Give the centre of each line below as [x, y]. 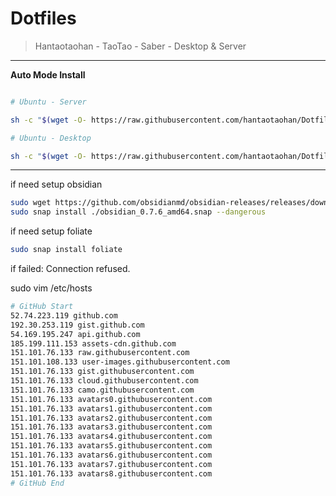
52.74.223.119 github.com [64, 315]
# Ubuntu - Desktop [51, 138]
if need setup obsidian [56, 184]
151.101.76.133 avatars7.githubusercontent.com [111, 464]
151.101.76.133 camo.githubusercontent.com [102, 390]
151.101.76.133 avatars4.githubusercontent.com [111, 437]
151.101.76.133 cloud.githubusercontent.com [104, 381]
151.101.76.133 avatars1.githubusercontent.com [111, 408]
